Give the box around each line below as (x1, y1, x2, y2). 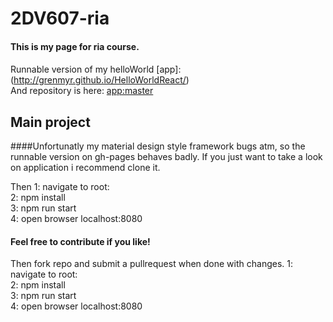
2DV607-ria (10, 7, 110, 30)
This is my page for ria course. (10, 40, 140, 52)
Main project (10, 113, 91, 131)
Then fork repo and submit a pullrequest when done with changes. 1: (10, 258, 294, 270)
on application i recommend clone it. (10, 162, 161, 174)
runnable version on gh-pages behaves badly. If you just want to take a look (10, 151, 323, 163)
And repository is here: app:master (10, 85, 154, 97)
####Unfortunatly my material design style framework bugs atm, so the (10, 140, 306, 152)
